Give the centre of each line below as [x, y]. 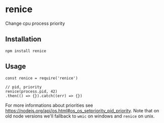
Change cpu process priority [35, 23]
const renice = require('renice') [42, 78]
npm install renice [26, 51]
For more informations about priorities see [49, 105]
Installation [23, 39]
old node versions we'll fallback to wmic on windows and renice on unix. [80, 116]
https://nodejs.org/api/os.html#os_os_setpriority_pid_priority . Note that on [82, 110]
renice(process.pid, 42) [31, 91]
